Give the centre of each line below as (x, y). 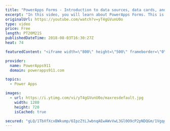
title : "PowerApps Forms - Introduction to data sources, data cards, (81, 10)
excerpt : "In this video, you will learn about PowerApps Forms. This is (85, 15)
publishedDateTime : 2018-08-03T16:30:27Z (50, 38)
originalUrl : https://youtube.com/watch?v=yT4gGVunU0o (64, 19)
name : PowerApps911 (30, 65)
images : (13, 93)
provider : (16, 61)
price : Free (18, 29)
